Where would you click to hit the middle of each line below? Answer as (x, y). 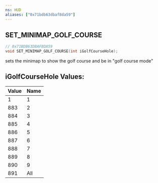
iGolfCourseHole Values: (45, 77)
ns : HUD (13, 10)
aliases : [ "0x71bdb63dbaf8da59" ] (40, 15)
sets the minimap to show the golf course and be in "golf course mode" (79, 61)
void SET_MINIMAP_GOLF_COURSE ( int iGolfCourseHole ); (62, 51)
